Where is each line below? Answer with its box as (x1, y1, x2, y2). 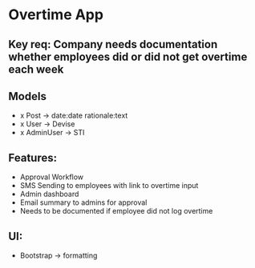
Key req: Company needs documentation (8, 38, 218, 51)
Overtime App (8, 6, 104, 24)
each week (8, 62, 64, 76)
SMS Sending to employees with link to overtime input (19, 181, 199, 190)
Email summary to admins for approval (19, 198, 148, 207)
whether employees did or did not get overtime (8, 50, 248, 63)
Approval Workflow (19, 172, 84, 182)
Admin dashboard (19, 190, 79, 199)
